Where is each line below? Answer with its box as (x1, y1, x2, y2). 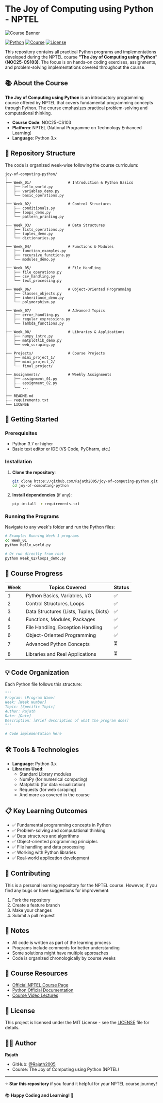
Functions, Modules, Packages (26, 616, 96, 623)
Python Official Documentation (12, 987, 74, 993)
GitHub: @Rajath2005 (12, 1062, 56, 1067)
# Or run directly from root (5, 551, 64, 556)
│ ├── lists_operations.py (5, 227, 64, 232)
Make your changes (12, 907, 52, 913)
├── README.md (5, 394, 34, 398)
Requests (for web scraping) (19, 787, 77, 793)
